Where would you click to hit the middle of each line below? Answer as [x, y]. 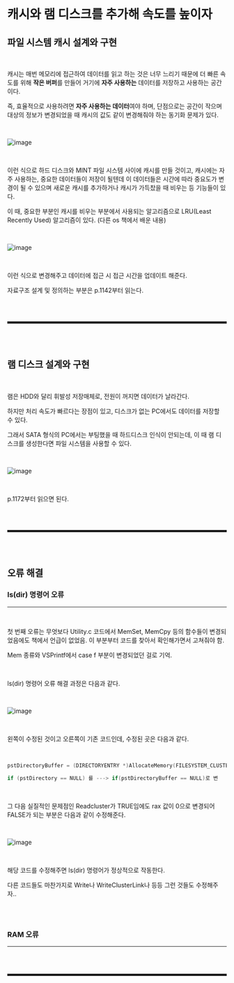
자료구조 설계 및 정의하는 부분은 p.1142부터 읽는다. [76, 290]
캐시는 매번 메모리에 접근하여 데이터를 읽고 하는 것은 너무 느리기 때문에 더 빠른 [113, 74]
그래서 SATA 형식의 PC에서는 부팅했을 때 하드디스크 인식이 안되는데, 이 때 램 [111, 434]
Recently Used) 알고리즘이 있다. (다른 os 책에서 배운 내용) [87, 220]
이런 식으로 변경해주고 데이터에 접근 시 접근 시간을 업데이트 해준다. [97, 275]
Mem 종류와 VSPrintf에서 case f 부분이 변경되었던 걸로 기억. [90, 655]
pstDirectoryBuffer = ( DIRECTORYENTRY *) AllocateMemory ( [92, 765]
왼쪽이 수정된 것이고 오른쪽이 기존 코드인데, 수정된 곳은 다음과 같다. [98, 739]
